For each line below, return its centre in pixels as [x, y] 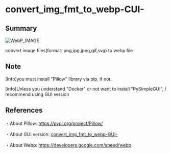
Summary [21, 28]
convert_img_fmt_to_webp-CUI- [75, 9]
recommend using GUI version [37, 94]
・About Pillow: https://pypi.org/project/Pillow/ [54, 123]
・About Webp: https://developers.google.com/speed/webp [68, 145]
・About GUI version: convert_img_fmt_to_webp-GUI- [62, 134]
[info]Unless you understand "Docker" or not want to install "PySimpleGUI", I [86, 89]
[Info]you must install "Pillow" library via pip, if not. [59, 79]
